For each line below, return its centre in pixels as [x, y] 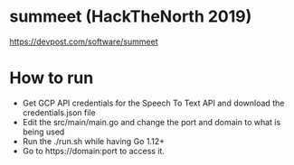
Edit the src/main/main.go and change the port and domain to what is [152, 122]
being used [43, 132]
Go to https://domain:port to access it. [94, 151]
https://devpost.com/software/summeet [84, 41]
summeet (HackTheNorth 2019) [131, 17]
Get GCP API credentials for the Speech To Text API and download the [153, 103]
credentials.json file [59, 112]
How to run [52, 78]
